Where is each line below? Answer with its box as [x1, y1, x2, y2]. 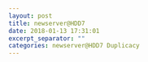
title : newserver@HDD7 [8, 19, 85, 27]
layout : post [8, 11, 53, 20]
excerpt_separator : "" [8, 34, 85, 43]
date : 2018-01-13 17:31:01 [8, 27, 100, 35]
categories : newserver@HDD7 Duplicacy [8, 42, 140, 50]
